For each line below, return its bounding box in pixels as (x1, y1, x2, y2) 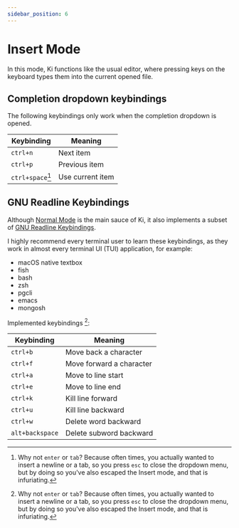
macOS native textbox (17, 258, 83, 267)
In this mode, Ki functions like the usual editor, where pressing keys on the (7, 65, 225, 73)
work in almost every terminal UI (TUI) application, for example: (7, 244, 193, 253)
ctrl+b (11, 348, 33, 357)
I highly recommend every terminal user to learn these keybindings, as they (7, 236, 228, 245)
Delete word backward (65, 417, 141, 427)
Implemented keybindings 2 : (7, 317, 90, 327)
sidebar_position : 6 (7, 10, 69, 18)
